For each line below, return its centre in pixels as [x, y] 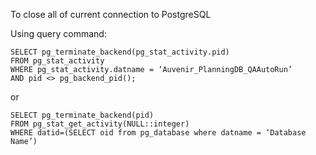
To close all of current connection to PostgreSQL [111, 14]
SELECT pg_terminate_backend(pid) [82, 115]
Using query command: [58, 33]
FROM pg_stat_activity [57, 61]
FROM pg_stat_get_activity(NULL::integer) [100, 124]
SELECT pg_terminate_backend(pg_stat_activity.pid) [120, 52]
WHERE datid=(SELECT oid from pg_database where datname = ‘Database [158, 133]
